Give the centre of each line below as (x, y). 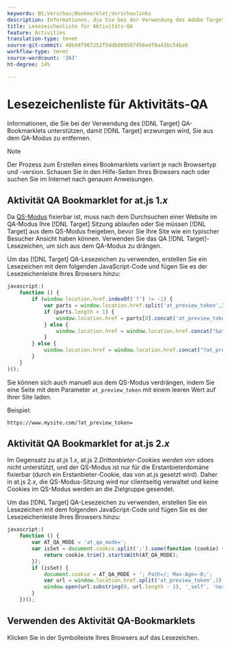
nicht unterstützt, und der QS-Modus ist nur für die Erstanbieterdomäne (108, 467)
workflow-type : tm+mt (38, 52)
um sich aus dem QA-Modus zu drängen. (104, 246)
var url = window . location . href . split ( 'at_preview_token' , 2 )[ (134, 581)
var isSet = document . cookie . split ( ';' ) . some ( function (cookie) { (128, 549)
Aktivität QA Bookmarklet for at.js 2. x (88, 444)
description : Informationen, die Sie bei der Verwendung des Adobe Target (116, 20)
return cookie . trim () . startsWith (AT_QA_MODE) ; (111, 555)
